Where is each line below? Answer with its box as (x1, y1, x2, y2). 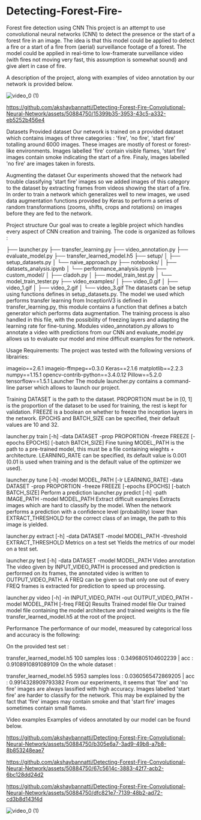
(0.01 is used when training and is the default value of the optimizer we (6, 458, 181, 465)
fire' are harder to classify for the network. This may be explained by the (6, 692, 185, 699)
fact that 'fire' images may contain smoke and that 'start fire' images (6, 698, 175, 705)
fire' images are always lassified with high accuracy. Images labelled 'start (6, 685, 190, 692)
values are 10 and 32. (6, 421, 59, 428)
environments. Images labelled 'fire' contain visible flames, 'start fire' (16, 147, 187, 154)
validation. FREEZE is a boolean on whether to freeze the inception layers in (6, 408, 193, 415)
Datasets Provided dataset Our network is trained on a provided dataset (6, 128, 184, 135)
